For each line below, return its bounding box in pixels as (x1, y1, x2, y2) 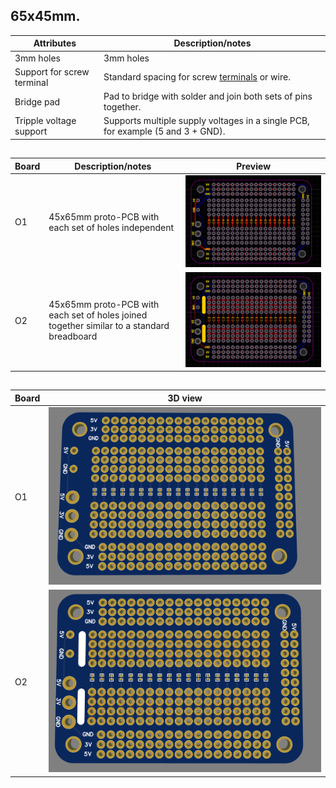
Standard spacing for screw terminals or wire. (103, 71, 291, 83)
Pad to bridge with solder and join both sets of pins (103, 90, 313, 103)
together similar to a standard (48, 320, 170, 332)
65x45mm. (10, 8, 81, 25)
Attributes (33, 37, 77, 49)
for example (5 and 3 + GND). (103, 125, 226, 138)
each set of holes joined (48, 309, 148, 321)
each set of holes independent (48, 221, 175, 233)
